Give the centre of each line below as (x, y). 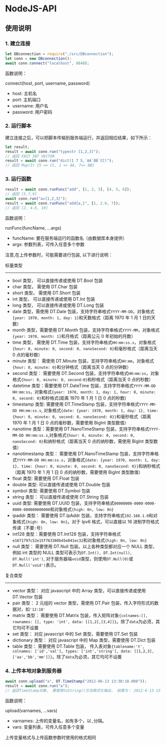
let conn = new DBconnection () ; (38, 58)
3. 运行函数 (18, 179)
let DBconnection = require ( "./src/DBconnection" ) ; (59, 54)
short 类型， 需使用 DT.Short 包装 (46, 293)
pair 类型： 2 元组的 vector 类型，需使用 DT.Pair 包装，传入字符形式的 (83, 603)
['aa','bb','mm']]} (32, 657)
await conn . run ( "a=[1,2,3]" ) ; (36, 199)
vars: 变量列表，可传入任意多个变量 (48, 727)
